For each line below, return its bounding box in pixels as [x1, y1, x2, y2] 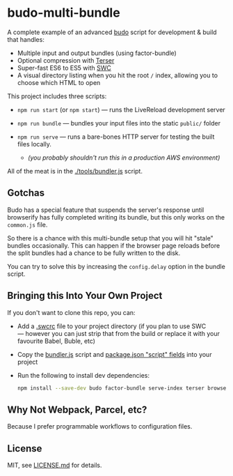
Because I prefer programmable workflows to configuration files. [7, 422, 193, 431]
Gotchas [7, 187, 45, 199]
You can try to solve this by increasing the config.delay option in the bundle [7, 262, 226, 270]
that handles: [7, 35, 45, 43]
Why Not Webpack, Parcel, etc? [7, 404, 147, 415]
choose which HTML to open [17, 78, 101, 86]
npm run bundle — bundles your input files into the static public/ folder [17, 118, 221, 127]
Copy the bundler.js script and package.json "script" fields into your [17, 350, 212, 358]
